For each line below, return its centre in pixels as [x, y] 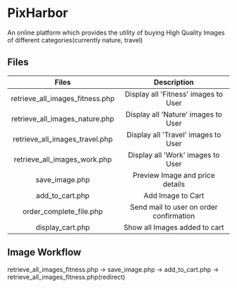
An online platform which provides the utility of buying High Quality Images [116, 32]
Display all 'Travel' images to [174, 134]
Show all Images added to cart [174, 227]
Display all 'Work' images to [174, 155]
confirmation [174, 215]
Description [174, 82]
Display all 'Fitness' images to [174, 94]
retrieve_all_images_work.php [63, 159]
